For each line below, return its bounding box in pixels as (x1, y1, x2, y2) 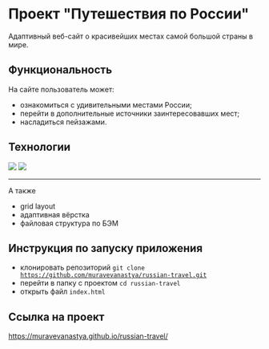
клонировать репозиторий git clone (19, 262, 146, 273)
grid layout (19, 201, 56, 211)
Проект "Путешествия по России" (8, 5, 250, 23)
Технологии (8, 140, 70, 154)
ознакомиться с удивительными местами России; (19, 99, 192, 109)
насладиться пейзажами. (19, 117, 107, 127)
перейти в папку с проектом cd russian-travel (19, 278, 181, 288)
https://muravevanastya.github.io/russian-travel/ (8, 331, 168, 341)
